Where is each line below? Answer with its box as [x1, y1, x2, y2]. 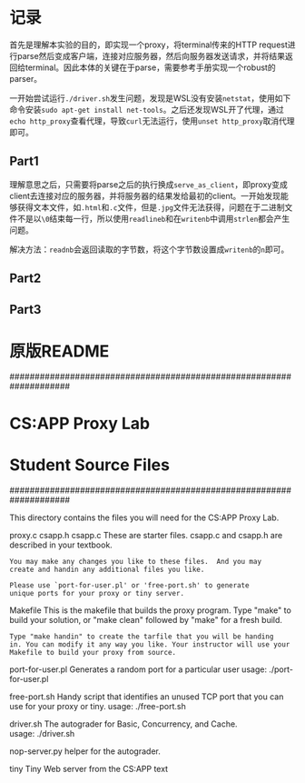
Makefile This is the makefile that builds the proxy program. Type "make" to [9, 605, 292, 616]
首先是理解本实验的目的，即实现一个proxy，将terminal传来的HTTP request [9, 39, 289, 50]
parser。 [9, 73, 43, 84]
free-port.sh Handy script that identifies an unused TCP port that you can [9, 691, 284, 702]
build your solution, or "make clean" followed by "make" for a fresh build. [9, 614, 283, 625]
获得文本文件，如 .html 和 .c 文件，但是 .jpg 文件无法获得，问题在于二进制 [16, 201, 285, 213]
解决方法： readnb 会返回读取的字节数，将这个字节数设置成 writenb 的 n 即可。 [9, 244, 290, 255]
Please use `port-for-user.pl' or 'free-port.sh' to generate [9, 580, 250, 590]
